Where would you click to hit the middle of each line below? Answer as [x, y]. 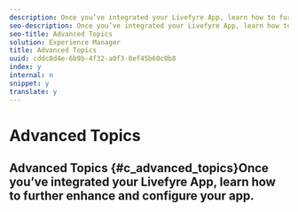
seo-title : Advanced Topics [61, 34]
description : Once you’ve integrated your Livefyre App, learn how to [142, 17]
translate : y [33, 91]
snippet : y [29, 83]
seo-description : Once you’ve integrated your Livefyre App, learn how [144, 26]
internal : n [31, 75]
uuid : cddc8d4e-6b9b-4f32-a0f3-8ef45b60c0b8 [93, 59]
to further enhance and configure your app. [132, 196]
